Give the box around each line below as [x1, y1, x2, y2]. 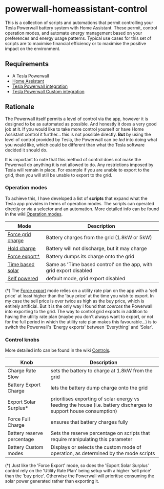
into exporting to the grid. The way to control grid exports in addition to [5, 308, 148, 314]
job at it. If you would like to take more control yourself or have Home [5, 126, 144, 132]
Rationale [5, 103, 35, 111]
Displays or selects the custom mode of [50, 444, 142, 451]
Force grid [7, 231, 31, 238]
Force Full [7, 416, 30, 422]
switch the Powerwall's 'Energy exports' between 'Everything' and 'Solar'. [5, 324, 154, 330]
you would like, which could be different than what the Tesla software [5, 142, 145, 147]
